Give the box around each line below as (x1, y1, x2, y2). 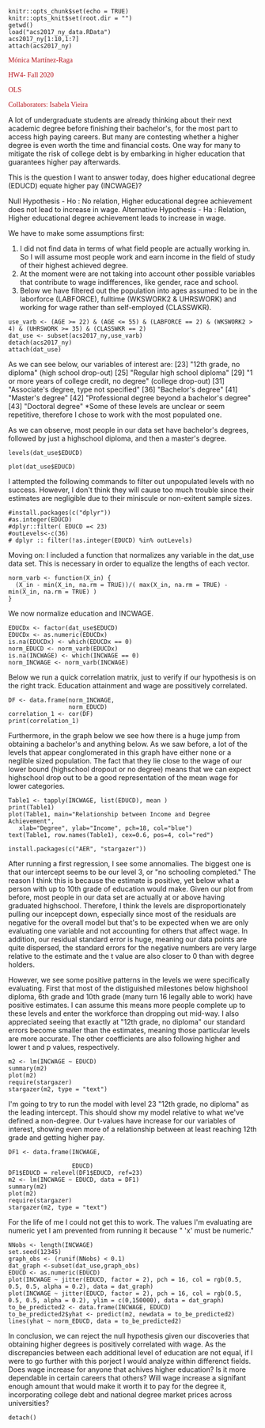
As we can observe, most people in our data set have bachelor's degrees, (8, 426, 249, 434)
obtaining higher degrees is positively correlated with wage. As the (8, 1339, 226, 1349)
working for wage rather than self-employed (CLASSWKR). (19, 303, 212, 312)
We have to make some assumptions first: (8, 229, 145, 237)
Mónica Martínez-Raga (8, 56, 74, 64)
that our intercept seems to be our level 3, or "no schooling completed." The (8, 867, 256, 877)
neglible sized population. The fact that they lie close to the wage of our (8, 756, 243, 765)
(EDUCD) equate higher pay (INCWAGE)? (8, 181, 142, 190)
